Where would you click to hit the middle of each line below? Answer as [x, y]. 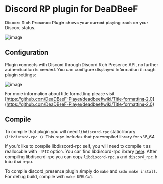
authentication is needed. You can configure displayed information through [80, 69]
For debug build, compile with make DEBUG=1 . [49, 176]
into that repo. [19, 161]
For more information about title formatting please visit [60, 93]
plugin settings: [20, 75]
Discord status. [20, 27]
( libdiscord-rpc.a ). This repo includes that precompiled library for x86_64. [81, 137]
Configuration [27, 53]
